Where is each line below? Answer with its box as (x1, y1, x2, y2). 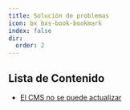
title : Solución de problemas (8, 11, 110, 20)
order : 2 (15, 42, 45, 50)
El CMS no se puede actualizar (19, 92, 122, 102)
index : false (8, 26, 52, 35)
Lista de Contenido (8, 71, 105, 85)
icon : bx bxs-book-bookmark (8, 19, 103, 27)
